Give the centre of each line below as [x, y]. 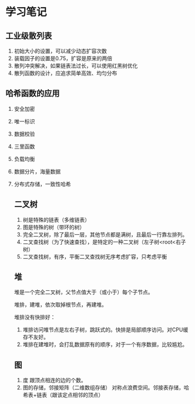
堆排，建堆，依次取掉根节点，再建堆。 [60, 305]
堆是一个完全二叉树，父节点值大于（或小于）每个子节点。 [83, 292]
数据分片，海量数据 [37, 171]
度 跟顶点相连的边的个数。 [54, 380]
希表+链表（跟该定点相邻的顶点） [63, 395]
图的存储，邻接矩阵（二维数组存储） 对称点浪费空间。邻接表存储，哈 [106, 387]
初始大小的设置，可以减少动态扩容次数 [60, 51]
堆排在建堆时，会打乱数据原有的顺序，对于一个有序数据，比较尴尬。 [105, 344]
